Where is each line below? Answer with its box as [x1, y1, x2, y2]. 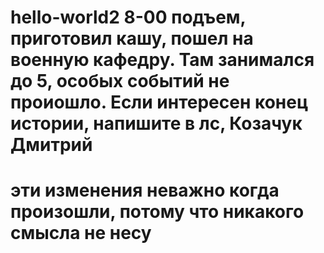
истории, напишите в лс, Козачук [10, 112, 303, 135]
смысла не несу [10, 222, 152, 245]
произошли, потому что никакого [10, 201, 305, 223]
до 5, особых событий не [10, 70, 230, 93]
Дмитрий [10, 134, 93, 156]
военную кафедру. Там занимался [10, 49, 315, 71]
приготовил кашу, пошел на [10, 27, 254, 50]
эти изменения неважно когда [10, 179, 280, 202]
